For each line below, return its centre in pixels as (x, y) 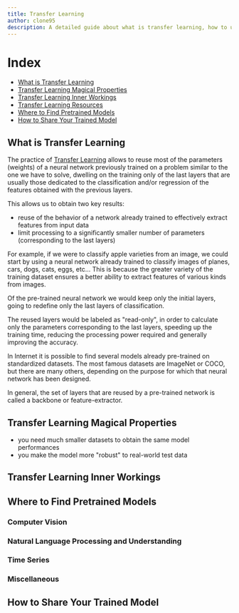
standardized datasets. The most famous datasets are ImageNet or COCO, (116, 364)
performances (38, 447)
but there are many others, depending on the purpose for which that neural (117, 371)
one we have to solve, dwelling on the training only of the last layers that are (119, 175)
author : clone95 (31, 21)
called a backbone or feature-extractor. (65, 401)
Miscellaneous (33, 579)
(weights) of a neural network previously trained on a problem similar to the (118, 168)
